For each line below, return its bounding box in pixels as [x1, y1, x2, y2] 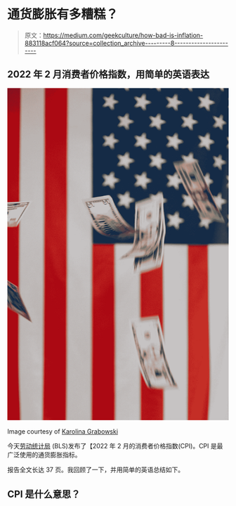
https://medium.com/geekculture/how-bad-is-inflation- [43, 31, 204, 39]
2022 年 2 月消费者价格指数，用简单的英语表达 [7, 68, 209, 81]
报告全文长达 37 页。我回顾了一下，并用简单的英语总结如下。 [7, 465, 185, 474]
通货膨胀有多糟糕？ [7, 6, 119, 22]
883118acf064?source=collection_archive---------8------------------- [24, 39, 228, 47]
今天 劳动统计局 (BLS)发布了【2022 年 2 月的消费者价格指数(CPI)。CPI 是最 [7, 442, 223, 450]
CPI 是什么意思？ [7, 488, 81, 500]
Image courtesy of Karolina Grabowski [7, 427, 118, 436]
